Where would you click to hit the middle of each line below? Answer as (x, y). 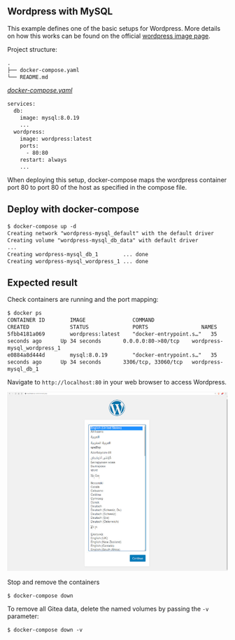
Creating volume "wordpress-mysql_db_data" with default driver (103, 240)
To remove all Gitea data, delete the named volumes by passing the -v (108, 609)
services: (22, 104)
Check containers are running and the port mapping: (83, 300)
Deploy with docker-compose (73, 209)
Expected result (43, 283)
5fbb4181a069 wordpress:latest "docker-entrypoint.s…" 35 (112, 334)
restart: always (44, 160)
